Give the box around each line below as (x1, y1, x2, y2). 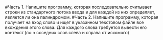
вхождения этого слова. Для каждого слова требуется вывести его (5, 25, 147, 30)
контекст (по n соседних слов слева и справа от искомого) (5, 30, 130, 35)
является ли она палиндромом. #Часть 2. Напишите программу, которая (5, 14, 159, 20)
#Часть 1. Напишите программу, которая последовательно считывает (5, 4, 152, 10)
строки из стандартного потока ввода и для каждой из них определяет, (5, 9, 156, 15)
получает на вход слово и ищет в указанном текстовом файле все (5, 19, 144, 25)
